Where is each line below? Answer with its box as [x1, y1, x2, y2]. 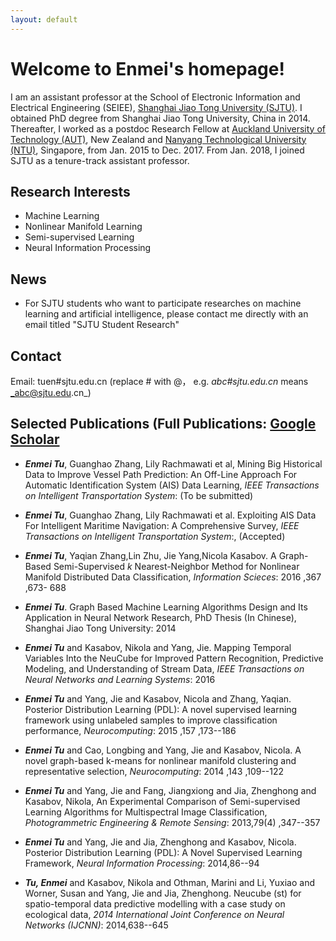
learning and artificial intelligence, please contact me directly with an [24, 308, 309, 320]
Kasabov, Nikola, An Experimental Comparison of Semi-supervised [24, 795, 301, 807]
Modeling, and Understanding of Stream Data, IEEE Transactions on [24, 662, 305, 675]
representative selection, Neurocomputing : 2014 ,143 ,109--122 [24, 765, 285, 777]
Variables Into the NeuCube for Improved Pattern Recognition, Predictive [24, 652, 324, 664]
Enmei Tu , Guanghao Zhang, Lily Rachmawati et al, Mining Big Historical [24, 457, 323, 470]
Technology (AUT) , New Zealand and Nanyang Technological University [10, 133, 307, 145]
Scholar [10, 431, 60, 448]
